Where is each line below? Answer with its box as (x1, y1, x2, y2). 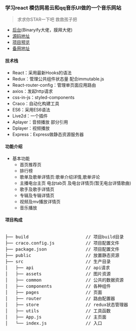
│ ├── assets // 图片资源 (5, 271, 111, 277)
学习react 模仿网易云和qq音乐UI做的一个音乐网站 (5, 4, 122, 11)
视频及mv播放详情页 (19, 198, 61, 204)
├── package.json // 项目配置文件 (5, 246, 120, 252)
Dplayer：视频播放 (12, 125, 50, 131)
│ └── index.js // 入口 (5, 320, 102, 326)
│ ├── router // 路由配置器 (5, 295, 115, 301)
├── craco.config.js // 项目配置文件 (5, 240, 120, 246)
